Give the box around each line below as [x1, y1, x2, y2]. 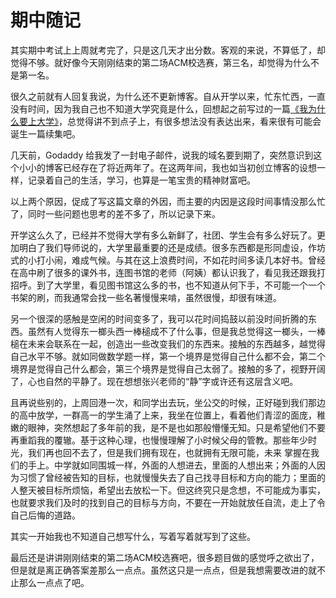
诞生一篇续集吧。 [10, 127, 81, 140]
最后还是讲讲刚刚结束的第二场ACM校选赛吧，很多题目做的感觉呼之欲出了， [10, 551, 320, 563]
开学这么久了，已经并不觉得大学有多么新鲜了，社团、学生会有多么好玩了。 [10, 229, 317, 241]
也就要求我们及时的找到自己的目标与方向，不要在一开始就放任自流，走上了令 [10, 496, 326, 508]
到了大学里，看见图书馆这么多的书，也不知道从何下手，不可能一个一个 [36, 279, 326, 291]
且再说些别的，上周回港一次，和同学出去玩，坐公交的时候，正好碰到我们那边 [10, 396, 326, 408]
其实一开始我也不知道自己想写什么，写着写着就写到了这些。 [10, 530, 256, 542]
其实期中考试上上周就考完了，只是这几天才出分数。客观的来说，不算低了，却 [10, 44, 326, 56]
